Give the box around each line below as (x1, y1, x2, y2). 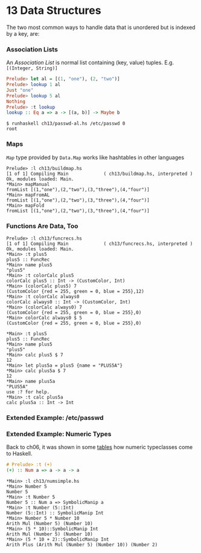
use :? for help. (6, 388, 50, 395)
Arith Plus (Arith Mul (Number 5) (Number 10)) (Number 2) (6, 542, 158, 548)
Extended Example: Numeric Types (6, 430, 112, 438)
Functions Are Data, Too (6, 221, 78, 230)
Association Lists (6, 45, 59, 53)
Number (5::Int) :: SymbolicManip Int (6, 509, 104, 516)
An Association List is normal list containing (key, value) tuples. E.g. (6, 59, 174, 67)
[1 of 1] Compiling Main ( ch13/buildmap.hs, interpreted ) (6, 171, 193, 177)
